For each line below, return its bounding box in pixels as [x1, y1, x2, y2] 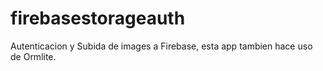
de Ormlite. [10, 50, 57, 62]
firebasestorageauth [10, 7, 186, 30]
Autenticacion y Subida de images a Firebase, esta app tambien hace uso [10, 40, 313, 52]
